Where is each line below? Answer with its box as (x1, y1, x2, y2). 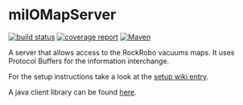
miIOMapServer (8, 6, 117, 24)
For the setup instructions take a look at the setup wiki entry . (8, 71, 209, 81)
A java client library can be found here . (8, 87, 137, 97)
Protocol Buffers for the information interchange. (8, 56, 170, 66)
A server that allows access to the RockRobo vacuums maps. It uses (8, 47, 235, 57)
